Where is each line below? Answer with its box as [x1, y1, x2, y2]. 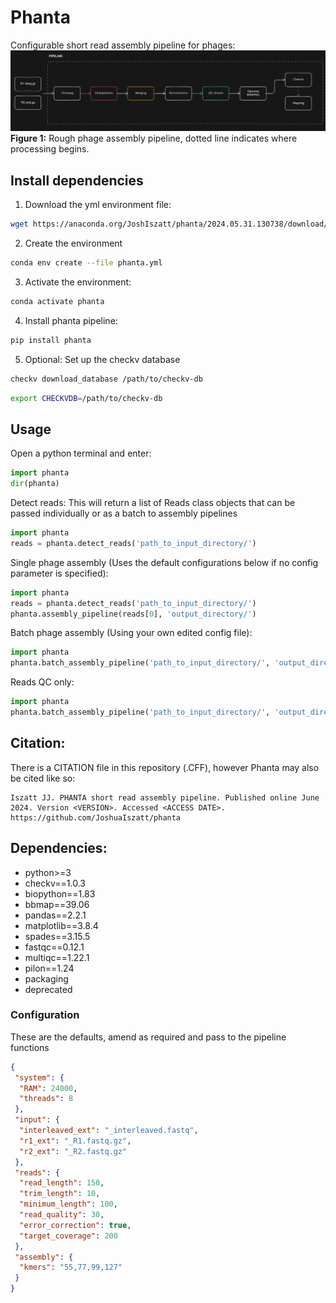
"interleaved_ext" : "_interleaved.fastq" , [19, 1126, 199, 1136]
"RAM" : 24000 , [19, 1083, 78, 1093]
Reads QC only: [10, 676, 75, 688]
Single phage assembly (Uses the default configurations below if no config [10, 556, 319, 568]
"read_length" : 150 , [19, 1178, 105, 1188]
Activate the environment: [24, 276, 132, 288]
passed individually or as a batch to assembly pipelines [10, 507, 238, 519]
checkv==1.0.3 [24, 877, 86, 889]
